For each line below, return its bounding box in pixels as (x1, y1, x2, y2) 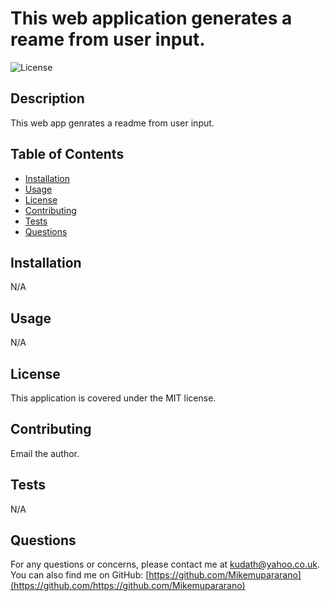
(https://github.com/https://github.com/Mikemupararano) (10, 580, 246, 592)
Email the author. (10, 447, 80, 459)
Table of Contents (10, 146, 125, 163)
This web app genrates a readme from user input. (10, 117, 215, 129)
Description (10, 90, 85, 107)
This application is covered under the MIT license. (10, 392, 217, 404)
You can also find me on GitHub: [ (10, 569, 150, 581)
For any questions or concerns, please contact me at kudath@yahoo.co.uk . (10, 558, 320, 571)
